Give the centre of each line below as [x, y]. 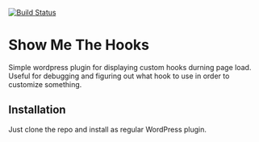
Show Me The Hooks [79, 45]
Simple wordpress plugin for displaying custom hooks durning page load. [130, 67]
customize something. [45, 84]
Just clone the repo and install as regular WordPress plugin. [108, 129]
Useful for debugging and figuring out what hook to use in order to [119, 76]
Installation [37, 110]
